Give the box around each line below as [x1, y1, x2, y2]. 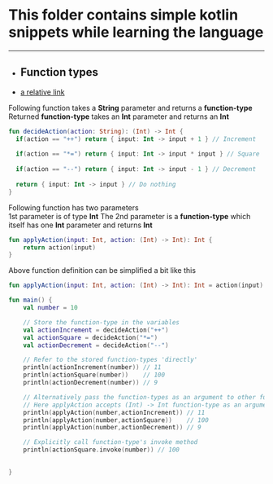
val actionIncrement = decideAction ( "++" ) [23, 326, 169, 334]
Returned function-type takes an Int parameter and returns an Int [8, 112, 230, 121]
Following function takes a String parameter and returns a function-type [8, 103, 253, 112]
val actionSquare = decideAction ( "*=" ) [23, 333, 158, 341]
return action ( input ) [23, 243, 96, 252]
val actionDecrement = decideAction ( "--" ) [23, 341, 169, 350]
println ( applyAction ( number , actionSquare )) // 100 [23, 416, 209, 425]
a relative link [19, 87, 65, 97]
